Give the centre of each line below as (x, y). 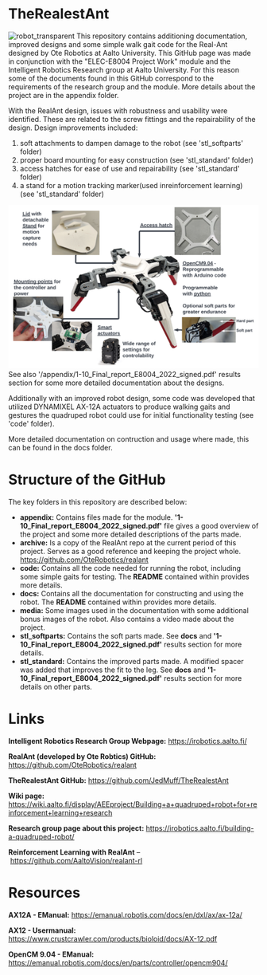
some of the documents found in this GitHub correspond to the (111, 78)
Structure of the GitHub (87, 480)
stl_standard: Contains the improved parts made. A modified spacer (132, 662)
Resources (44, 893)
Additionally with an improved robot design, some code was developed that (132, 399)
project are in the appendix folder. (64, 95)
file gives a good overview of (211, 526)
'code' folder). (31, 424)
